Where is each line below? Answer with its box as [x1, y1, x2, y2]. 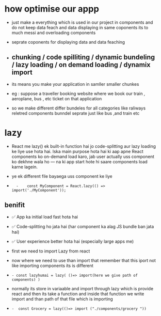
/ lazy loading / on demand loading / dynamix [11, 61, 151, 69]
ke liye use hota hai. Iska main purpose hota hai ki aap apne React [11, 148, 144, 154]
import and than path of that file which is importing [11, 296, 113, 301]
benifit [4, 201, 25, 209]
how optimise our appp [4, 3, 99, 15]
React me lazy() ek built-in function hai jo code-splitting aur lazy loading [11, 143, 156, 149]
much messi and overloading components [11, 30, 96, 35]
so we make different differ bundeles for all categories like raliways [11, 105, 146, 111]
